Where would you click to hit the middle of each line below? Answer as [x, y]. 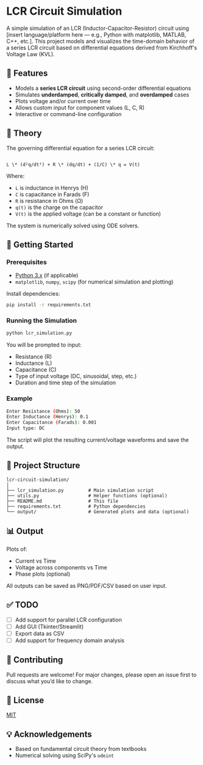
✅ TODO [22, 605]
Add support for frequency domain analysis [70, 640]
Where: [16, 176]
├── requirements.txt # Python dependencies [76, 506]
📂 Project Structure [43, 466]
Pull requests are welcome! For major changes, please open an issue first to [101, 675]
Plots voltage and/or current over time [63, 101]
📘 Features [27, 74]
